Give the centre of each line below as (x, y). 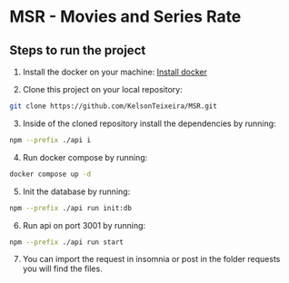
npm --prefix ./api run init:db (70, 208)
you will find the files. (62, 268)
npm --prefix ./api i (50, 140)
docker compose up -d (50, 174)
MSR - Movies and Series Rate (125, 17)
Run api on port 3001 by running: (84, 225)
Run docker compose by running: (85, 157)
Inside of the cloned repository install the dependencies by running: (149, 123)
